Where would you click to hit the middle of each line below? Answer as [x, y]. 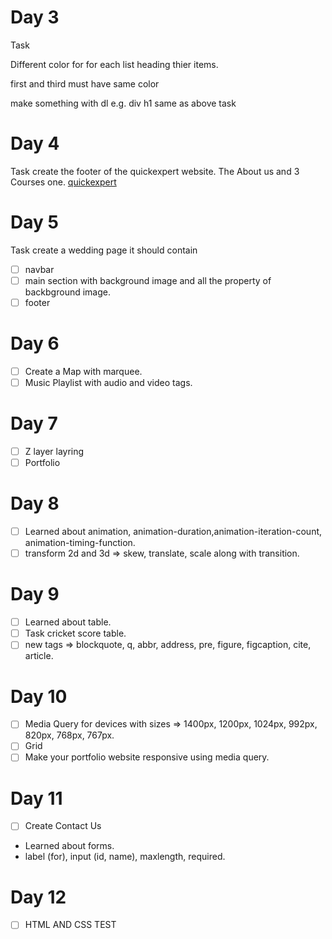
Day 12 [38, 897]
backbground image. [67, 292]
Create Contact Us [63, 826]
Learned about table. [68, 622]
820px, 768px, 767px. [69, 735]
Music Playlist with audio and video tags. [108, 382]
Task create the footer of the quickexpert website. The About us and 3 [155, 171]
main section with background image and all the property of [148, 280]
